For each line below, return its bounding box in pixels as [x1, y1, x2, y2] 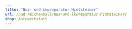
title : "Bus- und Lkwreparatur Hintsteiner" [5, 7, 98, 12]
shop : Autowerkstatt [5, 16, 48, 21]
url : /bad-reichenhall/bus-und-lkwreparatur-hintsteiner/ [5, 12, 127, 17]
